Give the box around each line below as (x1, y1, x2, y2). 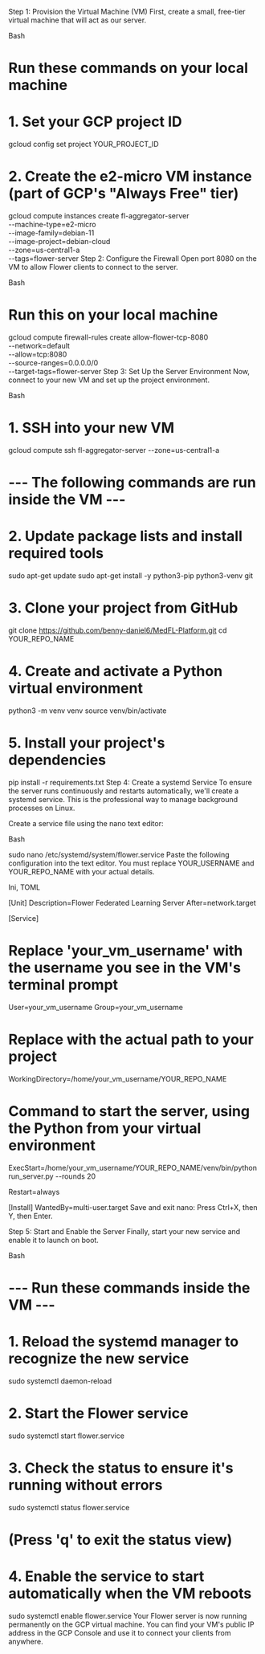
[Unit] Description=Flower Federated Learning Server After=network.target (8, 898, 256, 907)
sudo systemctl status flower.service (8, 1502, 130, 1512)
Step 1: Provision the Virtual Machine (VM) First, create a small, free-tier (8, 7, 247, 16)
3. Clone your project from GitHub (8, 599, 238, 617)
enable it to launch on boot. (8, 1235, 99, 1245)
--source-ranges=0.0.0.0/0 (8, 358, 99, 368)
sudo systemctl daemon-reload (8, 1376, 112, 1386)
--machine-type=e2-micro (8, 220, 96, 230)
